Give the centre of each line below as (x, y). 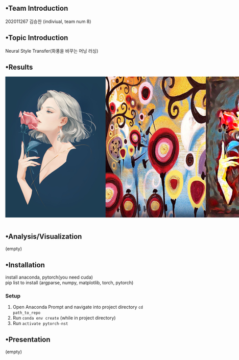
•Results (19, 67)
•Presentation (28, 339)
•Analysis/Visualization (44, 236)
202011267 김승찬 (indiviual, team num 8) (48, 21)
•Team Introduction (37, 8)
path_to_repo (27, 313)
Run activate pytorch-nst (40, 323)
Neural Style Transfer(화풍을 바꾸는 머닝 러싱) (52, 51)
